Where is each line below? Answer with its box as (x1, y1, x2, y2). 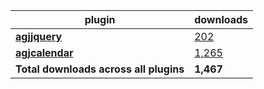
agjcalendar (15, 46, 74, 59)
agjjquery (15, 30, 63, 43)
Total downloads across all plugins (15, 62, 185, 76)
